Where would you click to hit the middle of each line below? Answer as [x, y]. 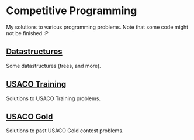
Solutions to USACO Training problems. [53, 98]
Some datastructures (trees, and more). [53, 66]
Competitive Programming [72, 11]
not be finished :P [27, 33]
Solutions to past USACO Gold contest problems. [65, 131]
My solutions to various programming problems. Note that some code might [97, 27]
